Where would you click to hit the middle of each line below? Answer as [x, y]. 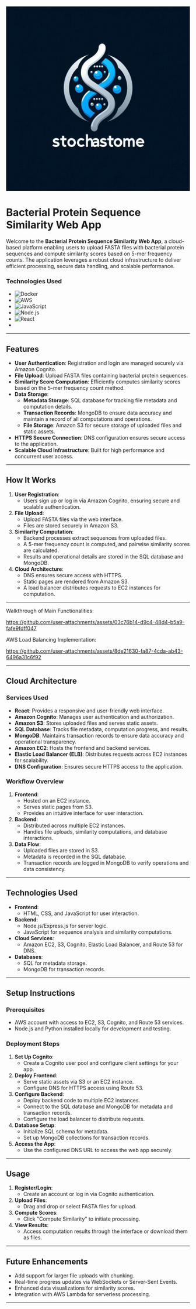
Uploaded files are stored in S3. [61, 850]
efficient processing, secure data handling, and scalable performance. [90, 266]
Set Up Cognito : [34, 1057]
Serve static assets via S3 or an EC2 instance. [78, 1081]
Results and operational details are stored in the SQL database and [103, 556]
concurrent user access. [44, 457]
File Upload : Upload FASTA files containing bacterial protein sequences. [101, 376]
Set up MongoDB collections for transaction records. [86, 1137]
